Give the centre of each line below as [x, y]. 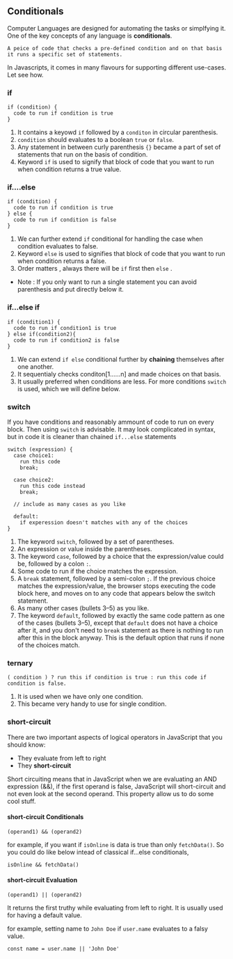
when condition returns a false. [62, 261]
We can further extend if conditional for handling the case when [110, 239]
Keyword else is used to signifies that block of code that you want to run [121, 254]
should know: [26, 745]
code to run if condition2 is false [66, 340]
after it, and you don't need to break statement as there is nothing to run [120, 630]
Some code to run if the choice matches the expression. [98, 571]
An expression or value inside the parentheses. [85, 549]
